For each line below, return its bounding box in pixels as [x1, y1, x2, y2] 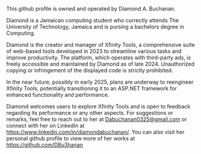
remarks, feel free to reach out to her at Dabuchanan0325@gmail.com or [6, 115, 187, 123]
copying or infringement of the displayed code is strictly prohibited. [6, 67, 173, 74]
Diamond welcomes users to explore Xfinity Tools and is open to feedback [6, 103, 191, 110]
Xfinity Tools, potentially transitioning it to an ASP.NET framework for [6, 85, 178, 92]
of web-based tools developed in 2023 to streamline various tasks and [6, 48, 182, 55]
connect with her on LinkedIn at [6, 122, 85, 129]
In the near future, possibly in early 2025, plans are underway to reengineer [6, 78, 194, 85]
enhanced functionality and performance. [6, 91, 110, 98]
